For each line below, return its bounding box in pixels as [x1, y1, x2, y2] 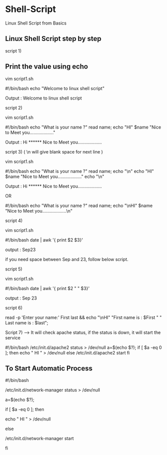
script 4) [5, 217, 23, 223]
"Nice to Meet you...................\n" [5, 207, 73, 213]
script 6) [5, 304, 23, 310]
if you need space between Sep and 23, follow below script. [5, 256, 129, 262]
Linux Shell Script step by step [5, 34, 102, 43]
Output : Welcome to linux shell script [5, 95, 82, 101]
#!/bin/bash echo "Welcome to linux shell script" [5, 85, 105, 91]
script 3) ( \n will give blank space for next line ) [5, 148, 103, 154]
